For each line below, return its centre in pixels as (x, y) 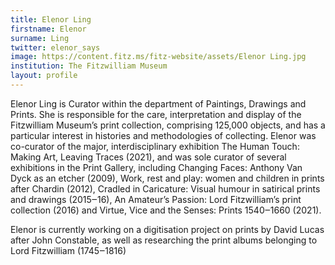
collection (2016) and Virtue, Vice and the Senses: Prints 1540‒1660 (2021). (166, 210)
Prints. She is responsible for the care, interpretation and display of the (156, 114)
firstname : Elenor (48, 29)
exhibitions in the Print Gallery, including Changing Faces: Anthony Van (156, 167)
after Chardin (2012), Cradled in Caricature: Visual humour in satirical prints (165, 188)
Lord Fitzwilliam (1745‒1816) (68, 250)
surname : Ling (40, 38)
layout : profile (44, 76)
